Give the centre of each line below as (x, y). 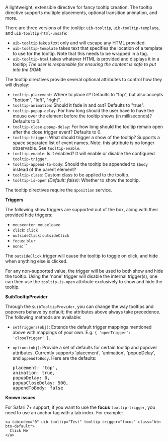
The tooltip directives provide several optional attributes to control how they (84, 79)
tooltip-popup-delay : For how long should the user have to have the (83, 111)
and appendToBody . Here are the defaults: (54, 358)
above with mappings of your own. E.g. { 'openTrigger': (71, 332)
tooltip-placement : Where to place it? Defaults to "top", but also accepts (88, 94)
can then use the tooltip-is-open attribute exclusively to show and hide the (84, 281)
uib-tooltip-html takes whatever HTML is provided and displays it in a (86, 59)
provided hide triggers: (29, 215)
